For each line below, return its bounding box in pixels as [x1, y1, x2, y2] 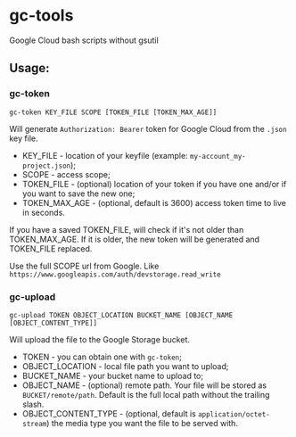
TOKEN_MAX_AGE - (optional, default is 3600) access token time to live [21, 197, 287, 208]
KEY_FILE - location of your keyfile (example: [21, 150, 189, 161]
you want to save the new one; [21, 188, 136, 199]
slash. [21, 399, 45, 409]
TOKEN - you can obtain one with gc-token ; [21, 351, 183, 362]
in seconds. [21, 207, 65, 218]
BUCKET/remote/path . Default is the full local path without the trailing [21, 389, 270, 400]
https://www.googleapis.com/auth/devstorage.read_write [9, 269, 221, 279]
